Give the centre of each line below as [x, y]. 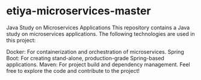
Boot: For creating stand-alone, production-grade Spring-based [85, 58]
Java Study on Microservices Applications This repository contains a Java [98, 27]
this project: [21, 40]
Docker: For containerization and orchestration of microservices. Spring [95, 51]
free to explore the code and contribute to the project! [73, 70]
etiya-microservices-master [79, 11]
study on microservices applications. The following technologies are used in [100, 33]
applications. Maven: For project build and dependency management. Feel [98, 64]
